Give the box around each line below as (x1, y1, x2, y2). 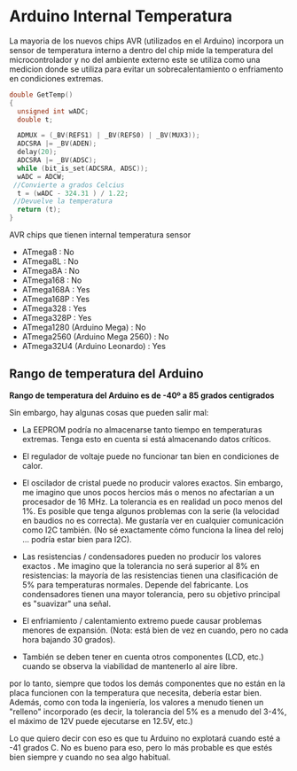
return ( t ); (17, 206, 62, 214)
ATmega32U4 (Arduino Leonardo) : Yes (21, 341, 167, 352)
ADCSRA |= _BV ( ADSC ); (17, 156, 98, 165)
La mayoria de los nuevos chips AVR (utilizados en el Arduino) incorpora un (9, 35, 285, 46)
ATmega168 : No (21, 275, 82, 285)
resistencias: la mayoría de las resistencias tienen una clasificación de (21, 570, 278, 580)
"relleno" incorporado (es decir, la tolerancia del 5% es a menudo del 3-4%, (9, 706, 287, 717)
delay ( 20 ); (17, 148, 58, 157)
